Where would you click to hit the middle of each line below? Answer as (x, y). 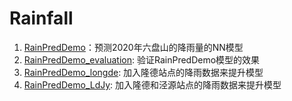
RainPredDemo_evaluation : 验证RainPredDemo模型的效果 (142, 59)
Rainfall (41, 18)
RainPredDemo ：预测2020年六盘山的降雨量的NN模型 (133, 47)
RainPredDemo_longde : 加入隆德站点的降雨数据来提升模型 (143, 72)
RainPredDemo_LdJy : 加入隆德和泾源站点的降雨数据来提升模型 (152, 84)
